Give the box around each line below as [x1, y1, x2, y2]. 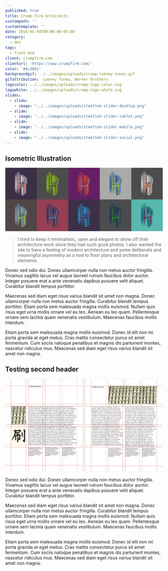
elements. [17, 257, 38, 263]
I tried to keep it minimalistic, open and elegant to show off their [17, 236, 149, 242]
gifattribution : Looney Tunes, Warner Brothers [5, 77, 108, 82]
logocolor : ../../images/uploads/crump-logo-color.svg [5, 82, 122, 87]
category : [5, 35, 26, 40]
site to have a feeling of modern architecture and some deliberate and [17, 246, 161, 253]
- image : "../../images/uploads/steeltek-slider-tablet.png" [14, 114, 144, 119]
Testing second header [5, 365, 79, 374]
